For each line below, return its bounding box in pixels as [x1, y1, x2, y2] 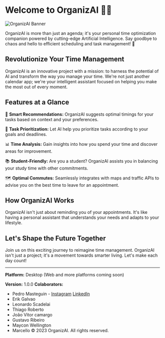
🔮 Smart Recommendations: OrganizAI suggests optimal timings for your [5, 111, 154, 117]
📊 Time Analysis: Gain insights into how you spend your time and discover [5, 141, 158, 147]
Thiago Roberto [12, 306, 44, 312]
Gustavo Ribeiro [12, 317, 45, 323]
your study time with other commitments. [5, 165, 88, 171]
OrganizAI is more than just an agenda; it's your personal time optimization [5, 30, 156, 36]
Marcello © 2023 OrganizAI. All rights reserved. [12, 328, 109, 334]
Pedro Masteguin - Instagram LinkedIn [12, 291, 90, 297]
